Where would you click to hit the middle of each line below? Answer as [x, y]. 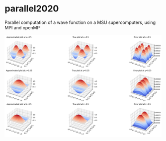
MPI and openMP [22, 27]
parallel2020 [32, 9]
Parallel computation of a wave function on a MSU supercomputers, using [80, 22]
